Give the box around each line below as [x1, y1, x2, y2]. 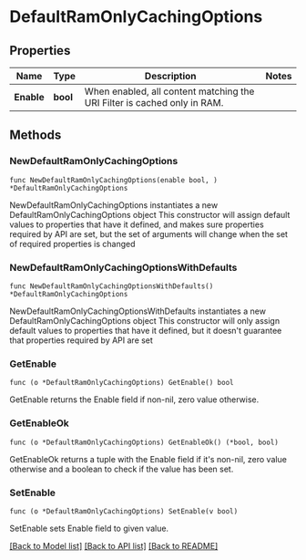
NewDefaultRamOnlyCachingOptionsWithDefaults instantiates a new [9, 306, 267, 316]
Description [144, 70, 198, 82]
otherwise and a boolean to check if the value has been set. [9, 463, 234, 474]
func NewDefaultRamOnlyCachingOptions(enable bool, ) [9, 175, 219, 184]
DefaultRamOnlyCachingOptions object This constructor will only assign [9, 315, 280, 326]
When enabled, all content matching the [84, 85, 255, 98]
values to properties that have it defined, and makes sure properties [9, 219, 264, 230]
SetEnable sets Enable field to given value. [9, 523, 169, 534]
